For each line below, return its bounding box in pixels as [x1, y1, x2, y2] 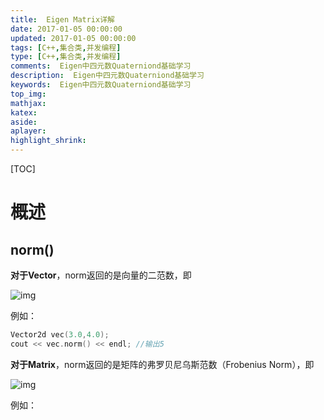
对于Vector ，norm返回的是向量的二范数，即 [10, 269, 192, 281]
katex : [10, 107, 38, 118]
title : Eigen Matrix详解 [10, 14, 115, 25]
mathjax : [10, 98, 47, 108]
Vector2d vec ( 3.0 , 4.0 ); [10, 330, 110, 340]
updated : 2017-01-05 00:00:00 [10, 33, 137, 43]
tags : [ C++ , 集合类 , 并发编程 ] [10, 42, 122, 53]
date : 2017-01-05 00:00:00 [10, 24, 123, 34]
